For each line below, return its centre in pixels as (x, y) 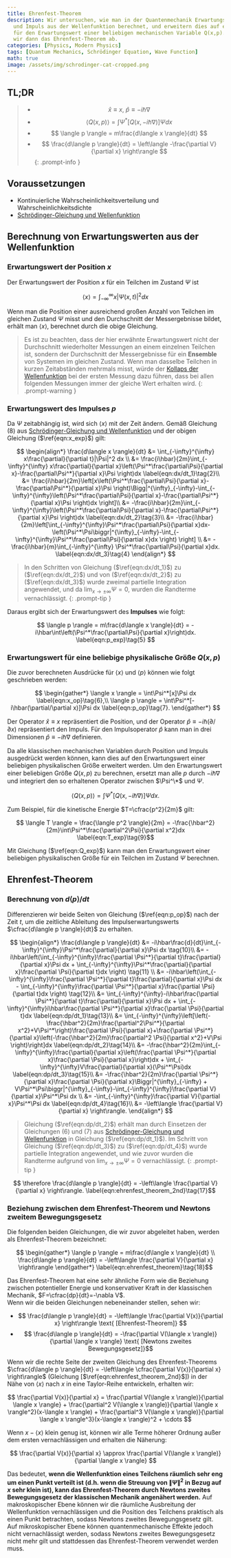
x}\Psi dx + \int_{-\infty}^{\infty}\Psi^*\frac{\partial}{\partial (128, 964)
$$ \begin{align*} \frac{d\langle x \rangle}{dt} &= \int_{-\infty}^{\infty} (115, 451)
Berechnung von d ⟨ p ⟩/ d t (48, 899)
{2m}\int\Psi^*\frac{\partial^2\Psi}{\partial (105, 830)
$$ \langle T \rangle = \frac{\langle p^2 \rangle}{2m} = (93, 823)
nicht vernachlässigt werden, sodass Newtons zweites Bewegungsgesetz (111, 1533)
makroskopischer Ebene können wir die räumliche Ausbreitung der (101, 1504)
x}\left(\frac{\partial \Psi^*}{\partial (167, 1052)
